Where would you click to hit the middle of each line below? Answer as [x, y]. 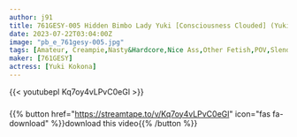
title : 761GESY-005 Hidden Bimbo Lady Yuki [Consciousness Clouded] [138, 26]
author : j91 [31, 17]
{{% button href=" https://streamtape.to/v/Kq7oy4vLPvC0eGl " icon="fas [140, 114]
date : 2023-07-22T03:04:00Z [61, 34]
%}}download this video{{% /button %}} [124, 123]
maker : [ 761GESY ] [41, 58]
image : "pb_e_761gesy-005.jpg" [67, 42]
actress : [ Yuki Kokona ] [53, 67]
